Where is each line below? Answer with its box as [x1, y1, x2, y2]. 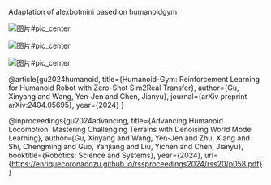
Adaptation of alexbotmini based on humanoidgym [8, 7, 178, 16]
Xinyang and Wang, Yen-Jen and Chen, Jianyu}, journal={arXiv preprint [8, 92, 247, 101]
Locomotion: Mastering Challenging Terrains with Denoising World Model [8, 125, 253, 134]
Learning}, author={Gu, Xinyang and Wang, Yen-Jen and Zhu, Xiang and [8, 133, 250, 143]
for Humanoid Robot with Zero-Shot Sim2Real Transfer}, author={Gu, [8, 83, 239, 92]
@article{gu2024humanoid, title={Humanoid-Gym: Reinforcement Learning [8, 75, 260, 84]
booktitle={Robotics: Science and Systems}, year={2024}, [8, 150, 203, 160]
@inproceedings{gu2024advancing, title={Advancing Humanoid [8, 116, 223, 125]
